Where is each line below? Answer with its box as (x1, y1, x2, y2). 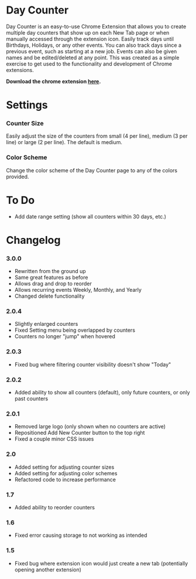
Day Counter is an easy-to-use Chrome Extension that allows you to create (6, 23, 187, 30)
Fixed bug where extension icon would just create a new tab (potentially (14, 560, 188, 567)
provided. (6, 173, 29, 180)
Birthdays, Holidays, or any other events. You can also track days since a (6, 42, 182, 49)
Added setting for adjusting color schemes (14, 469, 118, 476)
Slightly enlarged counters (14, 321, 78, 328)
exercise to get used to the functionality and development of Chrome (6, 60, 173, 67)
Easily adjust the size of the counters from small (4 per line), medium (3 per (6, 132, 188, 139)
